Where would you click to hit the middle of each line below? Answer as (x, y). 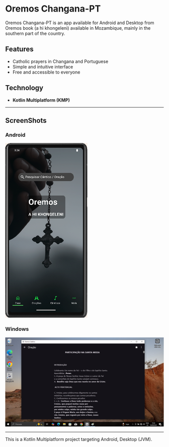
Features (19, 49)
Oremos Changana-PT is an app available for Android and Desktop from (80, 23)
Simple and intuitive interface (43, 66)
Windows (17, 329)
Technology (24, 88)
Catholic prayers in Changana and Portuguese (60, 61)
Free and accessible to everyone (46, 72)
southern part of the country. (35, 33)
